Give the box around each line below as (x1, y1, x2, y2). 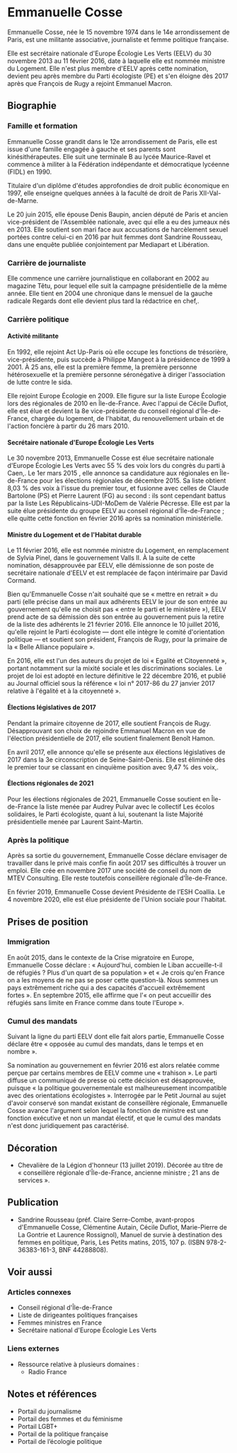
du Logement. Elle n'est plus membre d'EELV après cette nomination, (7, 64, 209, 72)
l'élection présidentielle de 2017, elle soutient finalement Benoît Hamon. (7, 734, 215, 742)
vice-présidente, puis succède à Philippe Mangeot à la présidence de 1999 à (7, 356, 231, 364)
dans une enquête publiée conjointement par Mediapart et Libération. (7, 240, 210, 248)
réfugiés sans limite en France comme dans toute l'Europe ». (7, 998, 184, 1007)
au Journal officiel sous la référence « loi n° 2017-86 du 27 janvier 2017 (7, 679, 216, 688)
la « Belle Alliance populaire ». (7, 643, 96, 652)
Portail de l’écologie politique (17, 1437, 103, 1445)
